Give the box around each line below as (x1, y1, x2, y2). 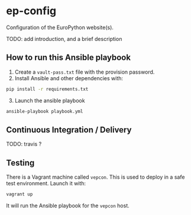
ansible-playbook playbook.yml (6, 108, 83, 114)
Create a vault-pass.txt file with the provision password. (14, 68, 155, 75)
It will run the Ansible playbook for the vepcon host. (6, 202, 130, 209)
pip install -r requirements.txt (6, 86, 89, 92)
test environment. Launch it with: (6, 180, 86, 187)
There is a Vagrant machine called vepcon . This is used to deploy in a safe (6, 173, 185, 181)
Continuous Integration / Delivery (6, 125, 132, 135)
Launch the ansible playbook (14, 97, 85, 104)
